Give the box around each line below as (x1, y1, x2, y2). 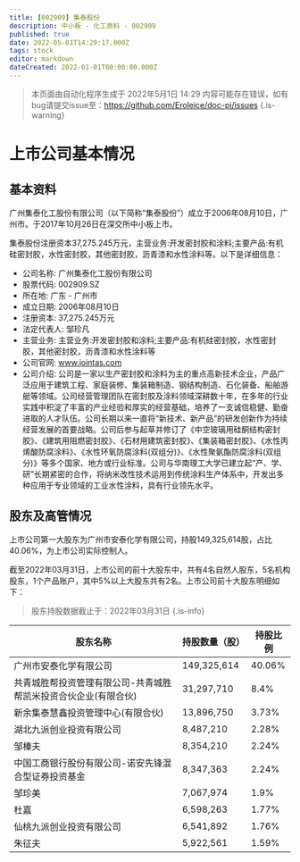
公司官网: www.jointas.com (21, 356, 122, 367)
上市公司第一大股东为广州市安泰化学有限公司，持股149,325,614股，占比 (9, 533, 272, 545)
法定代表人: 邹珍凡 (21, 323, 90, 334)
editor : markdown (9, 54, 74, 63)
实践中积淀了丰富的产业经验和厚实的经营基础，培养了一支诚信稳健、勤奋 (21, 401, 288, 412)
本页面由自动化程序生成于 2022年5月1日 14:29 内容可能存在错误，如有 (30, 88, 289, 99)
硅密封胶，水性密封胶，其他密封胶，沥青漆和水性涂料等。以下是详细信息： (9, 248, 283, 259)
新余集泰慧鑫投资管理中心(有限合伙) (13, 707, 164, 719)
